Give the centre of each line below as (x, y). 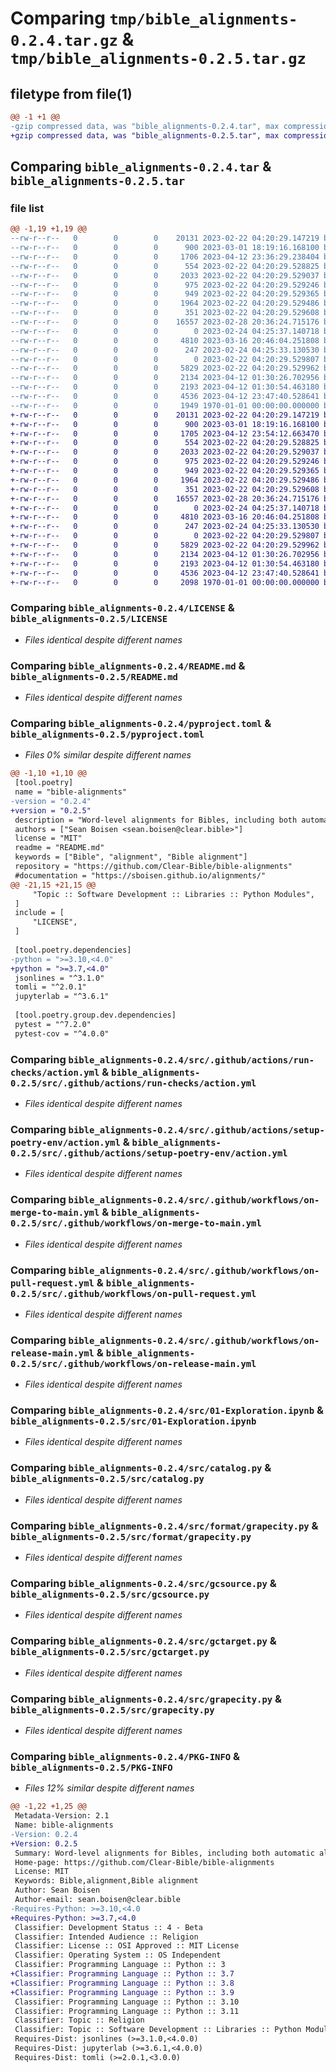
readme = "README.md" (59, 848)
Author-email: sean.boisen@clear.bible (98, 1900)
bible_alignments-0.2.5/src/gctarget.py (110, 1652)
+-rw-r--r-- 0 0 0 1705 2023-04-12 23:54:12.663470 (165, 433)
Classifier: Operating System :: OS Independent (118, 1955)
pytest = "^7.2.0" (53, 1024)
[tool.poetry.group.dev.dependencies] (95, 1015)
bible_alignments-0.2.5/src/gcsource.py (110, 1594)
